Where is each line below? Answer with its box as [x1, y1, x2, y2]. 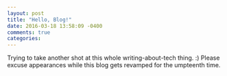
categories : [7, 35, 41, 42]
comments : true [7, 28, 51, 36]
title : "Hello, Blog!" [7, 16, 72, 23]
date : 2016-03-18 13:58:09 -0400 [7, 22, 103, 29]
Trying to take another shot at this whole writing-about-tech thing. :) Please [7, 54, 220, 62]
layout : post [7, 9, 45, 17]
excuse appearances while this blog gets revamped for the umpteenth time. [7, 61, 221, 69]
